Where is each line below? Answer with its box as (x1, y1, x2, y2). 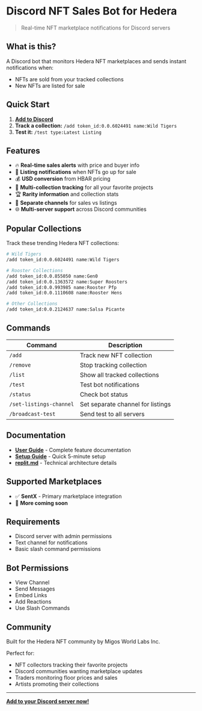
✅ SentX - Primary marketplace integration (14, 492, 122, 500)
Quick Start (6, 99, 50, 110)
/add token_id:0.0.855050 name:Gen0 (6, 273, 98, 279)
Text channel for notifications (14, 539, 88, 546)
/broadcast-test (9, 411, 56, 417)
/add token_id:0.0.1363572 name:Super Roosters (6, 279, 128, 285)
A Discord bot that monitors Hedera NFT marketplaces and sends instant (6, 57, 186, 64)
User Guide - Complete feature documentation (14, 446, 131, 453)
